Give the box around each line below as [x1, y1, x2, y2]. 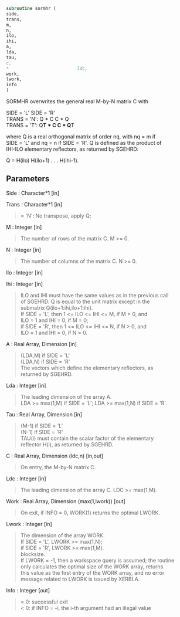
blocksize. [20, 550, 46, 557]
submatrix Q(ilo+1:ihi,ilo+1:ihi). [20, 304, 93, 311]
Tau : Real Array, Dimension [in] [6, 411, 83, 418]
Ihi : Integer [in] [6, 280, 43, 287]
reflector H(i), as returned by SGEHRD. [20, 440, 114, 448]
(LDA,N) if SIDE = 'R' [20, 358, 70, 365]
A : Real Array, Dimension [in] [6, 340, 77, 347]
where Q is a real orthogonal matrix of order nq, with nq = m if [6, 133, 156, 140]
